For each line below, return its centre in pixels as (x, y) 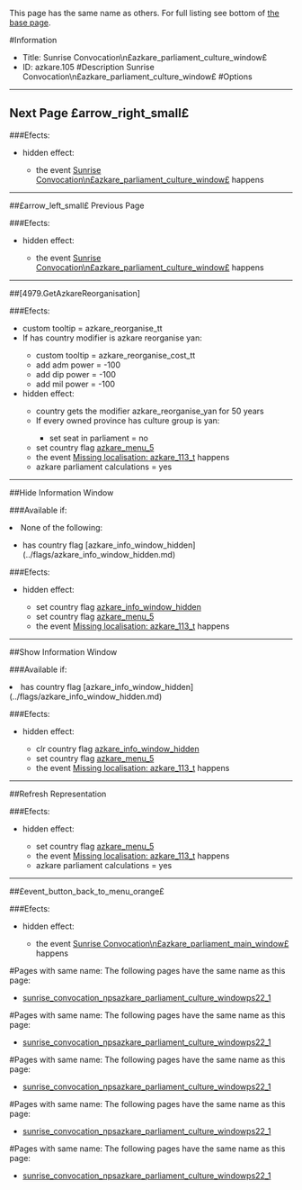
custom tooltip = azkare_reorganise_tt (93, 328)
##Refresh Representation (58, 794)
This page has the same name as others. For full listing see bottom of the (145, 13)
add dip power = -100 (76, 374)
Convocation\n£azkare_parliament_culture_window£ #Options (138, 77)
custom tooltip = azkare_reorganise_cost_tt (115, 355)
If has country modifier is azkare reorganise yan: (112, 338)
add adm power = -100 (78, 365)
